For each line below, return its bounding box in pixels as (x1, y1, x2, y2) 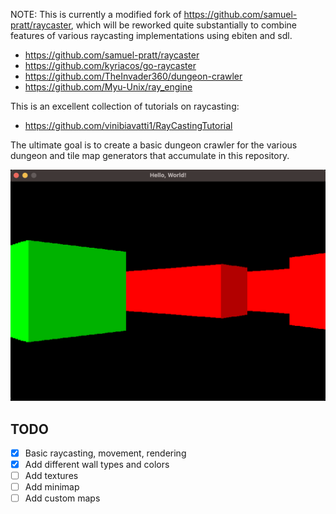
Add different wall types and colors (24, 459, 170, 470)
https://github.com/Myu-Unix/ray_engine (24, 81, 193, 93)
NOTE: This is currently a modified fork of (10, 9, 182, 20)
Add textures (24, 470, 79, 482)
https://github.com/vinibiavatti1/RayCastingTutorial (24, 120, 233, 131)
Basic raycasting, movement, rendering (24, 447, 187, 459)
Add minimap (24, 481, 80, 493)
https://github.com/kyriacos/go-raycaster (24, 60, 197, 71)
